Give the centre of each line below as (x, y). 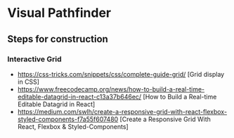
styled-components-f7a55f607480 (68, 119)
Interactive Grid (34, 59)
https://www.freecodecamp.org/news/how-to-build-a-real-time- (111, 89)
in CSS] (28, 82)
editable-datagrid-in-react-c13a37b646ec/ (79, 96)
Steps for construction (58, 39)
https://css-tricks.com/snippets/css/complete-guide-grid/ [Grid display (121, 74)
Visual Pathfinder (59, 13)
